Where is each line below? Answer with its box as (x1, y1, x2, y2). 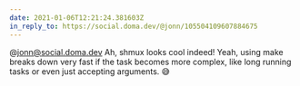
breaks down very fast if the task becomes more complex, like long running (9, 56, 292, 67)
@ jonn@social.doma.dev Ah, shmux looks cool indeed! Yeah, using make (9, 46, 284, 57)
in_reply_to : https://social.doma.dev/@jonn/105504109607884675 (9, 22, 258, 31)
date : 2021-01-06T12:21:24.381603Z (9, 13, 145, 23)
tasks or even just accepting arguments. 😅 (9, 65, 171, 77)
